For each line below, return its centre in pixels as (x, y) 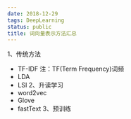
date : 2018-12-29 (33, 14)
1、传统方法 (24, 54)
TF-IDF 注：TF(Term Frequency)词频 (71, 69)
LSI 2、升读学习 (40, 85)
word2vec (32, 93)
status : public (30, 27)
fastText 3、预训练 (44, 108)
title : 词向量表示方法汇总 (42, 33)
